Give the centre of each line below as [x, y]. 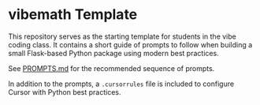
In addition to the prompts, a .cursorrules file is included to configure [121, 84]
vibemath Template [73, 15]
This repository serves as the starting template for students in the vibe [122, 36]
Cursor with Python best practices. [65, 92]
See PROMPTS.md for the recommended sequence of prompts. [111, 68]
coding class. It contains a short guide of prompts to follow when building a [130, 44]
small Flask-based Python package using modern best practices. [113, 53]
